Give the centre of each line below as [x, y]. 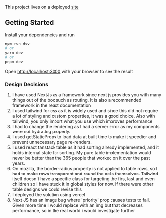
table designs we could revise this [47, 189]
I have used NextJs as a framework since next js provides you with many [87, 95]
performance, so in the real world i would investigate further [74, 211]
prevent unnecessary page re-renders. [52, 142]
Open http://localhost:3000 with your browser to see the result [69, 72]
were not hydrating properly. [41, 132]
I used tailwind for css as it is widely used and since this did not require [85, 111]
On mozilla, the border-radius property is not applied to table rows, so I [85, 169]
